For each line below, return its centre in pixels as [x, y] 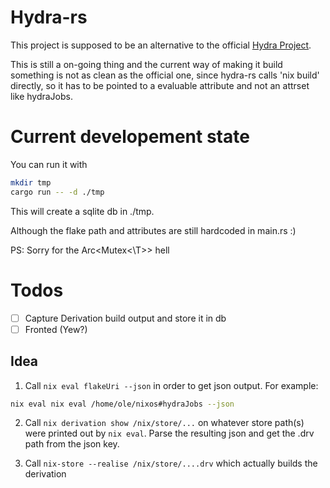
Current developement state [130, 137]
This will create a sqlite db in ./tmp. [82, 211]
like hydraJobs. [42, 96]
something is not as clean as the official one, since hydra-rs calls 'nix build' [165, 75]
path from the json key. [72, 444]
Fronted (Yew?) [56, 329]
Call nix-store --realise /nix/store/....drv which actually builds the [171, 463]
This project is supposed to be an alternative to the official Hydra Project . [161, 45]
